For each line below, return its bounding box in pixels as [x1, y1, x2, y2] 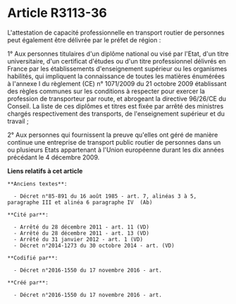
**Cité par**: [7, 211, 49, 218]
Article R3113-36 [7, 5, 107, 21]
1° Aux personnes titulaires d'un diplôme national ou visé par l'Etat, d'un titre [7, 49, 229, 58]
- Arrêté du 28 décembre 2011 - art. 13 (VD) [13, 229, 150, 237]
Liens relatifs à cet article [7, 166, 83, 175]
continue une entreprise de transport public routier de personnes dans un [7, 138, 221, 146]
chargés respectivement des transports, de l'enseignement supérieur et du [7, 109, 225, 118]
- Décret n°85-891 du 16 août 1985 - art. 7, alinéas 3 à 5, [13, 193, 197, 200]
